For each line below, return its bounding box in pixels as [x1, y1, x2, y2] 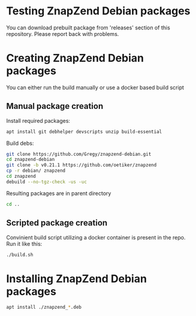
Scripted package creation [6, 218, 108, 228]
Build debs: [6, 139, 34, 147]
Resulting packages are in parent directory [6, 190, 111, 197]
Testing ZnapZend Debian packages [6, 4, 191, 18]
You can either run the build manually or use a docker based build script [6, 84, 185, 91]
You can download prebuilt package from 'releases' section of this [6, 24, 171, 31]
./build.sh [6, 251, 34, 258]
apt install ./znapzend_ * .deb [6, 304, 82, 311]
